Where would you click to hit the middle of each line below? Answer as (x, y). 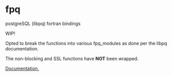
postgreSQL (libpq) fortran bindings (43, 23)
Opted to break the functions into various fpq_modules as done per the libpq (86, 43)
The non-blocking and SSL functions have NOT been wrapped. (72, 58)
